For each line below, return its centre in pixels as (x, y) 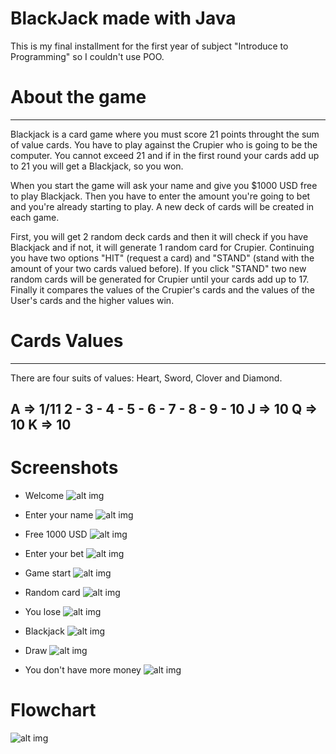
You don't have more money (83, 670)
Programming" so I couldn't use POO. (87, 56)
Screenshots (64, 468)
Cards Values (67, 341)
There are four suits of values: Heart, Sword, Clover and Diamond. (146, 378)
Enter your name (59, 515)
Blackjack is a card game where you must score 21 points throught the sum (165, 134)
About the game (78, 97)
